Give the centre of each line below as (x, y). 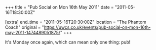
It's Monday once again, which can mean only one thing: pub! (68, 42)
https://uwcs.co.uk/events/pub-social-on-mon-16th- (97, 27)
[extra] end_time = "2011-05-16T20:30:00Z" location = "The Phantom (76, 22)
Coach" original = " (25, 27)
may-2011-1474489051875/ (33, 32)
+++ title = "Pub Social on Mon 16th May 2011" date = (59, 7)
